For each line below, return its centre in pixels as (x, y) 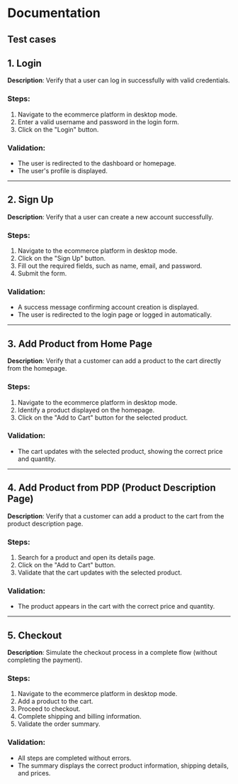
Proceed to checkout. (49, 709)
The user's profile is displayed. (62, 170)
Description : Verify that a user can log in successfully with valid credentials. (119, 80)
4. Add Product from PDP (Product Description (112, 488)
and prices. (34, 773)
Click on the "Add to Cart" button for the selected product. (103, 418)
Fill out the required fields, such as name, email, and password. (110, 266)
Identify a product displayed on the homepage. (86, 410)
